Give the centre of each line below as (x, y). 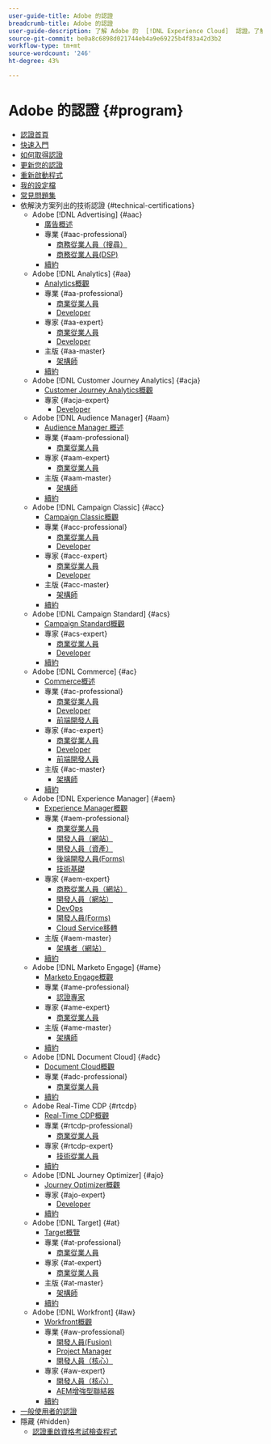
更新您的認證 (41, 165)
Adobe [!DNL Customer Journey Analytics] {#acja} (116, 380)
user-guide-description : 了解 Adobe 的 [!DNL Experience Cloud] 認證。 (131, 31)
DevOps (69, 908)
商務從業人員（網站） (92, 889)
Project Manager (84, 1351)
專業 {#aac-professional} (85, 234)
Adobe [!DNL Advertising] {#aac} (87, 214)
